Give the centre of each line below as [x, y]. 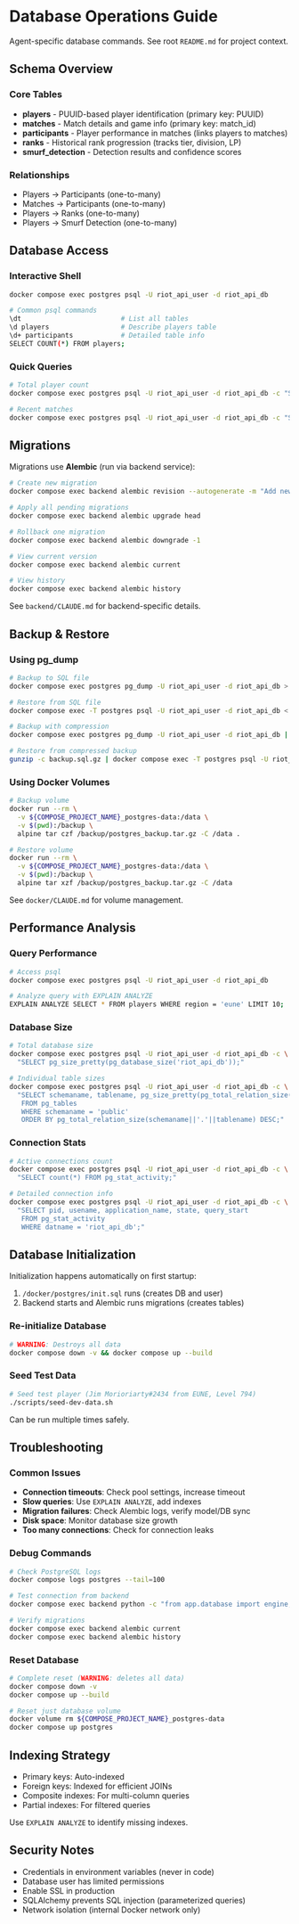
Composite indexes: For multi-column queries [105, 1795]
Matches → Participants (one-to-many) [94, 203]
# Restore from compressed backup [73, 751]
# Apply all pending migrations [69, 508]
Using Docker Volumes [60, 782]
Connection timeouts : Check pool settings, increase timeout [133, 1492]
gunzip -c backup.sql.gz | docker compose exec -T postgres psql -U [139, 759]
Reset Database [44, 1659]
